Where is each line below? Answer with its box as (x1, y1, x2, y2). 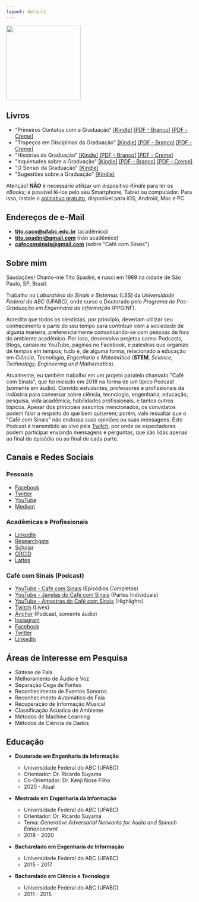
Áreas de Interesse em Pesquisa (6, 653, 128, 663)
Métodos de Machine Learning (14, 713, 90, 720)
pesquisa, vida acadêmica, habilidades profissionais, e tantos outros (6, 397, 173, 404)
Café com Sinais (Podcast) (6, 571, 84, 579)
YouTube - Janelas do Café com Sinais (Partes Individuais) (14, 591, 159, 599)
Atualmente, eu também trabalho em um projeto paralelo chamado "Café (6, 372, 184, 379)
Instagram (14, 616, 40, 624)
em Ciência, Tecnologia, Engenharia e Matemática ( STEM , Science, (6, 354, 173, 361)
